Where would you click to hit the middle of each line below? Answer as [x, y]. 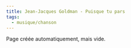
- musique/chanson [34, 22]
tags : [13, 17]
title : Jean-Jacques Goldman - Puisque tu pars [66, 11]
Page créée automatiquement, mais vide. [56, 39]
